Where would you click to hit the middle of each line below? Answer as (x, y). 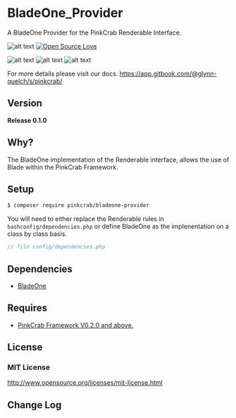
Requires (27, 308)
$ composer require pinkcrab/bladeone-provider (79, 205)
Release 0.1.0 (27, 120)
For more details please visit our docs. (63, 73)
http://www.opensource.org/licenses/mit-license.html (85, 383)
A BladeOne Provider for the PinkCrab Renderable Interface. (94, 32)
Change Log (35, 405)
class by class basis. (37, 234)
